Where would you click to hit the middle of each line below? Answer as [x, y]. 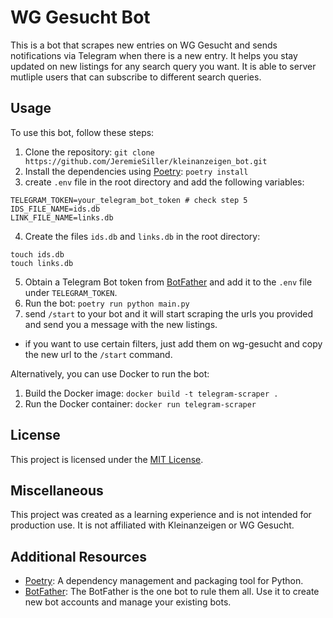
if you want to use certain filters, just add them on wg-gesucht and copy [173, 343]
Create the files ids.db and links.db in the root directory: [142, 236]
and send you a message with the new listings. [121, 324]
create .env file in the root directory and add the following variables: [164, 182]
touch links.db [42, 263]
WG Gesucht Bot [80, 17]
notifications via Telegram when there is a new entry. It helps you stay [154, 55]
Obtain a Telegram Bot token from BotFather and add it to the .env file [168, 282]
